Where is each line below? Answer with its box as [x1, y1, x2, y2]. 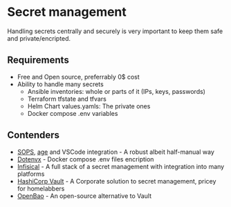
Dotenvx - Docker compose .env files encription [17, 155, 154, 163]
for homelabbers [17, 184, 65, 193]
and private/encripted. [7, 34, 71, 42]
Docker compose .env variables [27, 109, 118, 117]
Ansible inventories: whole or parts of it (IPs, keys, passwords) [27, 87, 206, 95]
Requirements [7, 55, 69, 66]
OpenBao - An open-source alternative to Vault [17, 191, 152, 200]
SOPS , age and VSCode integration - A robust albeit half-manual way [17, 148, 214, 156]
